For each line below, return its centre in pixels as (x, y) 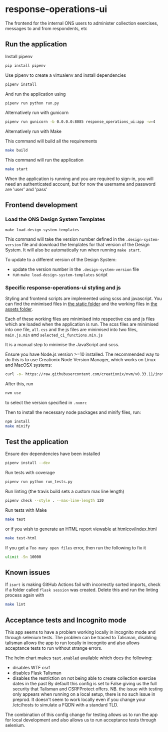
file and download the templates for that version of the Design (86, 244)
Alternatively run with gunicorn (37, 113)
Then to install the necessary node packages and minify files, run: (73, 412)
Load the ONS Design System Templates (55, 219)
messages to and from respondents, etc (46, 28)
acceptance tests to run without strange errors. (54, 648)
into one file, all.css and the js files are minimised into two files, (71, 329)
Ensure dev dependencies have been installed (53, 454)
